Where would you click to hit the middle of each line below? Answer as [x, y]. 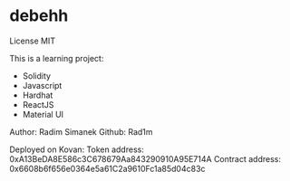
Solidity [37, 76]
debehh [39, 16]
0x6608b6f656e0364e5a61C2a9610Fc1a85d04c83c [107, 168]
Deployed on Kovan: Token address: [77, 149]
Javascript [42, 85]
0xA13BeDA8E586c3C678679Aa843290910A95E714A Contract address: [145, 158]
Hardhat [38, 95]
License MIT [33, 41]
